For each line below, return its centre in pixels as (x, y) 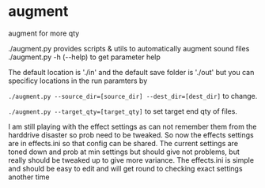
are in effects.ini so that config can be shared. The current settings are (123, 143)
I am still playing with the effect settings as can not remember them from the (132, 126)
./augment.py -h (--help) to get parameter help (84, 57)
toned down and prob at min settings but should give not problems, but (124, 152)
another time (29, 177)
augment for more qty (44, 33)
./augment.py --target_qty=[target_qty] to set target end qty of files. (123, 111)
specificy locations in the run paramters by (78, 81)
